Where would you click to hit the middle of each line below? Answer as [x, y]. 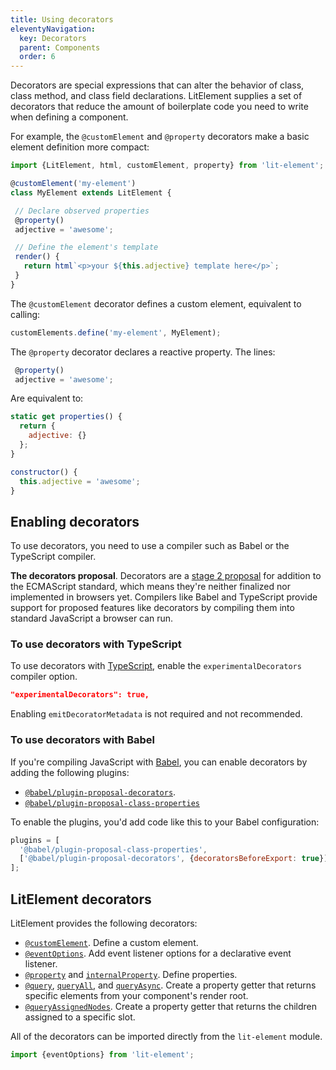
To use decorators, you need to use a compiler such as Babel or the [150, 546]
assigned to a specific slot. [80, 1017]
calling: [25, 314]
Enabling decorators [75, 521]
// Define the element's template [86, 247]
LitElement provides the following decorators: [104, 923]
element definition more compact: [80, 147]
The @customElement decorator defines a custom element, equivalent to [156, 303]
